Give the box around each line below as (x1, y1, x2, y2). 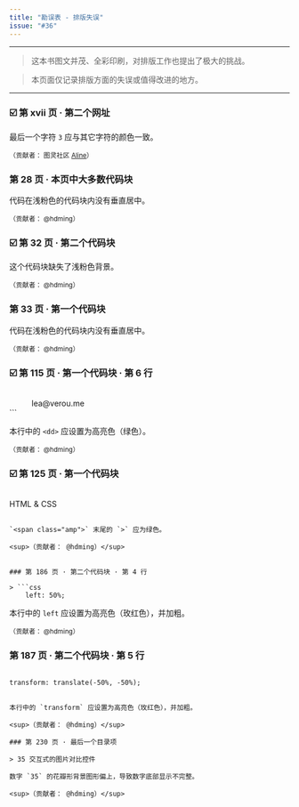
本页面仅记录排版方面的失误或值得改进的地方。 (30, 74, 203, 85)
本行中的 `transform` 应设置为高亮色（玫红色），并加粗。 (9, 703, 198, 712)
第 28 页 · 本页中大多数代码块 (9, 173, 133, 185)
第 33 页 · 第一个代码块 (9, 303, 106, 316)
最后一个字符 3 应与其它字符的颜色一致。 (9, 131, 158, 142)
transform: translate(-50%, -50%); (9, 678, 141, 687)
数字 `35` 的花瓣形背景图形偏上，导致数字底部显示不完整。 (9, 771, 199, 781)
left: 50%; (25, 591, 66, 601)
